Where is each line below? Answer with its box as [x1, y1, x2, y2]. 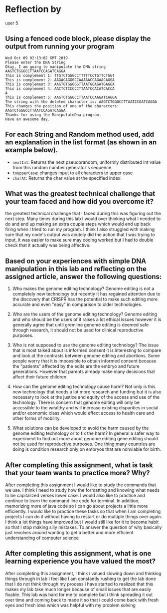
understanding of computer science [5, 535, 79, 541]
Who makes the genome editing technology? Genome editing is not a [12, 286, 155, 292]
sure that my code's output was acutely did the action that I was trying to [5, 232, 156, 238]
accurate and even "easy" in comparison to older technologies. [12, 302, 143, 307]
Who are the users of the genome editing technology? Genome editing [12, 311, 158, 317]
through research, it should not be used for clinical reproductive [12, 327, 144, 333]
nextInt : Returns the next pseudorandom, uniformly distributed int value [12, 159, 161, 165]
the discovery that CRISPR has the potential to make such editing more [12, 296, 158, 303]
